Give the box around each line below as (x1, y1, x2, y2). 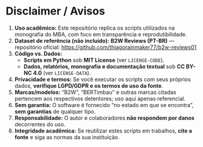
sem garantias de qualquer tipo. (14, 108, 96, 115)
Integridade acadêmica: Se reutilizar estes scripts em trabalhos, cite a (14, 127, 193, 134)
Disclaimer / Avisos (5, 4, 106, 18)
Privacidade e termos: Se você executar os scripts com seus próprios (14, 76, 191, 83)
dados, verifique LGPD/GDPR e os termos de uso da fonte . (14, 82, 163, 89)
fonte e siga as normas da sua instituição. (14, 133, 120, 140)
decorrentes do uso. (14, 120, 66, 128)
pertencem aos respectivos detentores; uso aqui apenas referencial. (14, 95, 186, 102)
